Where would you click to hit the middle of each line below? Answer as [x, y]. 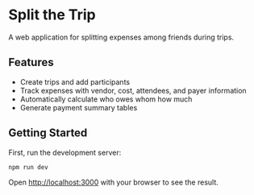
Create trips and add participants [75, 81]
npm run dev [28, 167]
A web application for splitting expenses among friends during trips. [121, 37]
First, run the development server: [65, 152]
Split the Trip [52, 15]
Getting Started [48, 133]
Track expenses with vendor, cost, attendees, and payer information [133, 90]
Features [31, 62]
